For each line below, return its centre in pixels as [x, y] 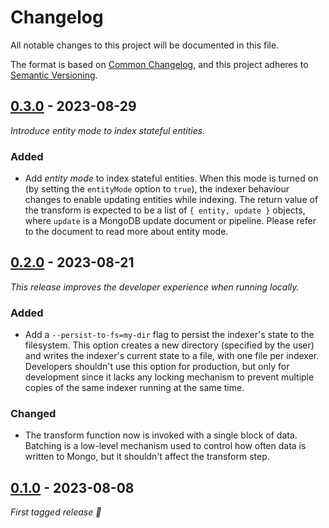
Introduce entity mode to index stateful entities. [108, 130]
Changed [33, 414]
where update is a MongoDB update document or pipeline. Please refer [170, 221]
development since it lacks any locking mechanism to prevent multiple [169, 377]
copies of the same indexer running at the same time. [134, 388]
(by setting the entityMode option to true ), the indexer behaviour [157, 189]
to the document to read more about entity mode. [126, 232]
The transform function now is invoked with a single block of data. [161, 435]
